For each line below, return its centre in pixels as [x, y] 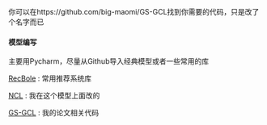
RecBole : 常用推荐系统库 [50, 78]
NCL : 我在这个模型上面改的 [54, 96]
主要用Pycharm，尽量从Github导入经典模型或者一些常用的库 [108, 61]
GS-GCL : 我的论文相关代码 [54, 113]
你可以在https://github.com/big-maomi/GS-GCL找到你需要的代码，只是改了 [134, 12]
